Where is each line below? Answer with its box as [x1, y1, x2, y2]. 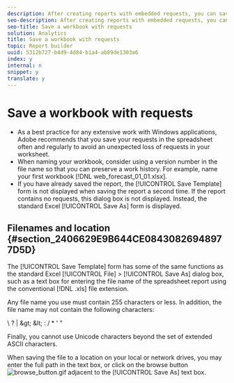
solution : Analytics [7, 29, 68, 37]
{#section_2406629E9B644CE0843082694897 [7, 233, 222, 244]
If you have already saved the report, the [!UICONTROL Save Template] [17, 180, 222, 188]
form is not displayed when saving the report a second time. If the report [17, 187, 226, 196]
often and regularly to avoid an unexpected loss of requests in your [17, 143, 210, 151]
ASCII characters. [7, 340, 58, 348]
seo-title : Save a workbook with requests [7, 23, 132, 30]
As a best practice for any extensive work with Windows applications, [17, 128, 217, 136]
